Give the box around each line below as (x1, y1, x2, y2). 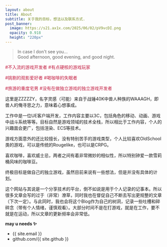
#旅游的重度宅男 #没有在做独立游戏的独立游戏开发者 (5, 85, 112, 91)
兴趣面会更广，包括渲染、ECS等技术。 (5, 125, 83, 131)
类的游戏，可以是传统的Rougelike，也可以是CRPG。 (5, 142, 112, 148)
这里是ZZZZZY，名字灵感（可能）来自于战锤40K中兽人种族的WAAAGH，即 (5, 95, 159, 102)
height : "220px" (9, 35, 43, 40)
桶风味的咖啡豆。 (5, 159, 40, 165)
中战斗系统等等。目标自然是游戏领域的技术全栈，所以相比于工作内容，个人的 (5, 119, 162, 125)
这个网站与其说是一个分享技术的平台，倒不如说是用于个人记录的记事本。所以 (5, 186, 162, 192)
